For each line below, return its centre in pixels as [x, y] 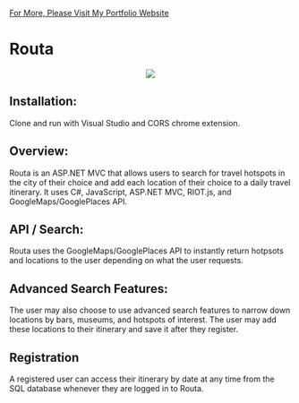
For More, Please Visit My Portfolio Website [89, 13]
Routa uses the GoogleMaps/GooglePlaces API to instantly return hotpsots [146, 251]
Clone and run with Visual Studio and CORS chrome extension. [125, 123]
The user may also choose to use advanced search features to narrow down [150, 310]
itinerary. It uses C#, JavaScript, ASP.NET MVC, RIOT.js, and [120, 192]
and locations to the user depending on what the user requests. [126, 261]
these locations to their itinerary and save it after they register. [124, 330]
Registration [44, 357]
